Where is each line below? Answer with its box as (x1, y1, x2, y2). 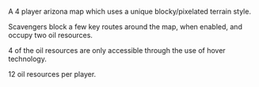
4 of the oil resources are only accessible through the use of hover (8, 46, 226, 55)
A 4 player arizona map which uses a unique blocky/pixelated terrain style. (8, 7, 252, 16)
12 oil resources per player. (8, 70, 97, 78)
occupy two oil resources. (8, 31, 93, 40)
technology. (8, 55, 48, 63)
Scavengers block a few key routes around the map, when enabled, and (8, 22, 243, 31)
